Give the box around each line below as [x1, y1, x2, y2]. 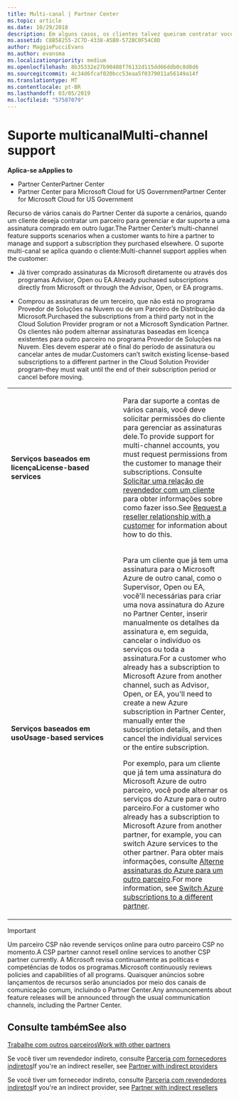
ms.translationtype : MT [7, 76, 78, 84]
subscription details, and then [123, 724, 222, 734]
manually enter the [123, 716, 186, 726]
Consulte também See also [7, 1021, 127, 1033]
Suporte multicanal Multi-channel [7, 128, 208, 143]
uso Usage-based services [11, 732, 105, 742]
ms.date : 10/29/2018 [7, 24, 69, 31]
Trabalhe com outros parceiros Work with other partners [7, 1040, 171, 1048]
